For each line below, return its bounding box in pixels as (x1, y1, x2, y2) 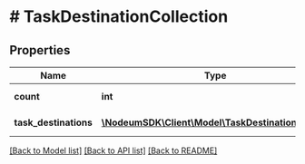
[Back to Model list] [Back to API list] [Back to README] (9, 145, 218, 156)
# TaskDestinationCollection (9, 6, 229, 27)
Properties (9, 43, 71, 58)
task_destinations (14, 116, 93, 129)
